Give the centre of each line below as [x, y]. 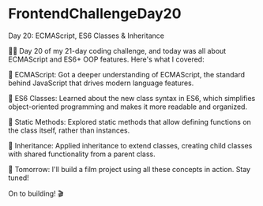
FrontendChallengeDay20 [95, 14]
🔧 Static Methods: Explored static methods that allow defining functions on [130, 122]
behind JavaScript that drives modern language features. [101, 83]
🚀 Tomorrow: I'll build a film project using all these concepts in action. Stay [130, 169]
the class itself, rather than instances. [69, 130]
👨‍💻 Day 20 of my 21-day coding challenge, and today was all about [117, 51]
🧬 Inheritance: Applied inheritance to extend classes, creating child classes [130, 145]
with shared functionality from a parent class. [82, 154]
